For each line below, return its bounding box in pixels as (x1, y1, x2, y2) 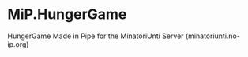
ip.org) (7, 39, 29, 48)
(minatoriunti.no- (185, 31, 240, 41)
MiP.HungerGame (7, 5, 127, 23)
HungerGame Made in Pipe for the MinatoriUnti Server (7, 31, 184, 41)
